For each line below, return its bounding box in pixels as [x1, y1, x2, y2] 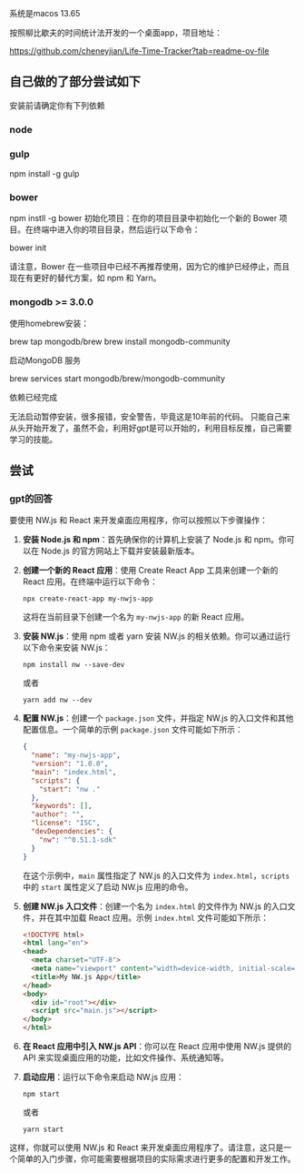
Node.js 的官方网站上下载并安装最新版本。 [40, 545, 200, 557]
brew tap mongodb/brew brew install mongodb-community [9, 336, 231, 347]
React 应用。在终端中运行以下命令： [22, 576, 159, 587]
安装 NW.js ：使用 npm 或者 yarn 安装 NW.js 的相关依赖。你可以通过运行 [22, 631, 291, 642]
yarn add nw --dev [22, 695, 93, 705]
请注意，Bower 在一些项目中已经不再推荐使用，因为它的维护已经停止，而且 [9, 261, 290, 272]
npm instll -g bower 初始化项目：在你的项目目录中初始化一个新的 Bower [9, 213, 278, 224]
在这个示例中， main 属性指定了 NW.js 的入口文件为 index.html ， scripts [22, 870, 290, 881]
